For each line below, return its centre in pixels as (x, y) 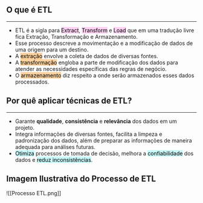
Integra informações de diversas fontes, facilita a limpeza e (89, 134)
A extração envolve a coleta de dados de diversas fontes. (86, 56)
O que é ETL (29, 10)
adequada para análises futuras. (55, 147)
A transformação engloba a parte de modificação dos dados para (96, 62)
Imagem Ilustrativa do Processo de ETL (81, 179)
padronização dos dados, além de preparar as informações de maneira (103, 140)
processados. (32, 82)
